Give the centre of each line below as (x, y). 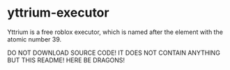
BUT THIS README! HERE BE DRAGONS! (66, 60)
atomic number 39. (34, 39)
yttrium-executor (58, 13)
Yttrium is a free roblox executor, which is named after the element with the (115, 32)
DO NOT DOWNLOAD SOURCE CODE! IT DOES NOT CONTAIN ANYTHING (114, 53)
